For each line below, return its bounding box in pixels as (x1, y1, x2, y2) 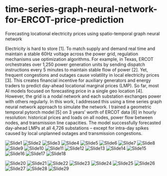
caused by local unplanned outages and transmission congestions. (5, 130, 143, 136)
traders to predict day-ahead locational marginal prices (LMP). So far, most (5, 82, 159, 88)
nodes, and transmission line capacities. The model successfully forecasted (5, 120, 161, 126)
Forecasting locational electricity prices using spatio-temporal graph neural (5, 30, 160, 36)
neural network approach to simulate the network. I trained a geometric (5, 104, 152, 110)
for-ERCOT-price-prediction (5, 14, 124, 25)
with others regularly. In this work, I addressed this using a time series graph (5, 98, 162, 104)
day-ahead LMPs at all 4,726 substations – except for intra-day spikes (5, 125, 149, 131)
